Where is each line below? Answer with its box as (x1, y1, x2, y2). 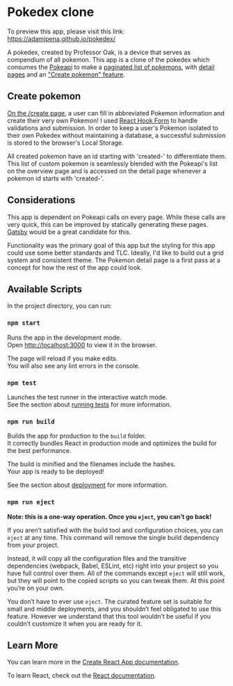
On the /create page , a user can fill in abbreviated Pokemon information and (7, 109, 225, 117)
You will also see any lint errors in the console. (7, 361, 140, 369)
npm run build (7, 417, 55, 425)
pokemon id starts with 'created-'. (7, 174, 104, 182)
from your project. (7, 541, 59, 549)
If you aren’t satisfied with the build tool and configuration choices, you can (7, 526, 224, 534)
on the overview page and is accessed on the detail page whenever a (7, 166, 207, 175)
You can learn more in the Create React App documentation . (7, 658, 180, 667)
